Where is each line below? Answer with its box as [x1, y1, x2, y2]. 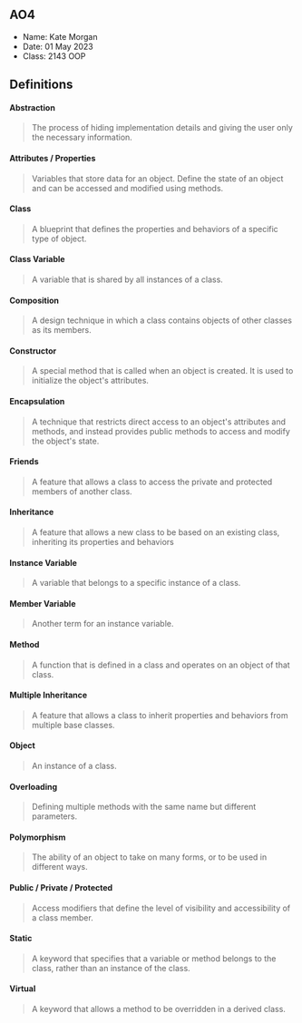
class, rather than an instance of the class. [31, 962, 190, 973]
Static [9, 933, 33, 944]
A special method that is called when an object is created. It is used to [31, 365, 294, 376]
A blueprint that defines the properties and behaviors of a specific [31, 223, 278, 234]
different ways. [31, 862, 88, 872]
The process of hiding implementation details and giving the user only [31, 122, 293, 133]
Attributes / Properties [9, 153, 96, 163]
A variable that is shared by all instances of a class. [31, 274, 224, 285]
